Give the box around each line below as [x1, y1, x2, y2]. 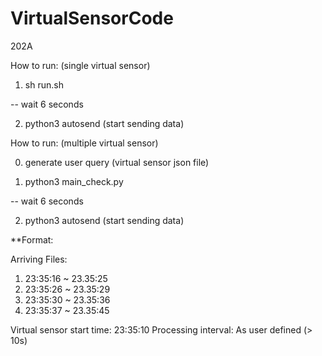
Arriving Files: [10, 253, 68, 265]
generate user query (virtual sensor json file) [24, 156, 210, 168]
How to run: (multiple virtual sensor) [10, 137, 159, 149]
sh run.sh [24, 78, 64, 91]
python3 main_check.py [24, 175, 124, 187]
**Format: [10, 233, 54, 246]
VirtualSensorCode [10, 7, 174, 30]
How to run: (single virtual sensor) [10, 59, 151, 71]
